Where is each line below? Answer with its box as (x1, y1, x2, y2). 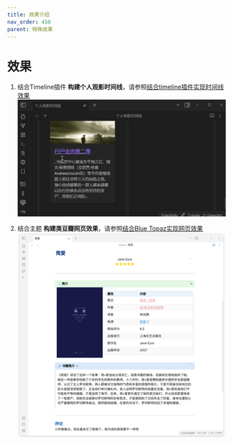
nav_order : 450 (7, 18, 51, 26)
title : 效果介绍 (7, 11, 50, 18)
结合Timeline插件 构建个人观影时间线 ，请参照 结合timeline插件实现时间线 (17, 83, 224, 91)
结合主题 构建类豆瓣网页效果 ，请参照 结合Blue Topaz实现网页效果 (17, 224, 203, 232)
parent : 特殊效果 (7, 26, 53, 33)
